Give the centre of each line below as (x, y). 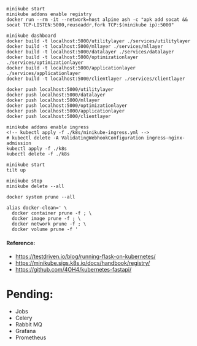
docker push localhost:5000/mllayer (53, 100)
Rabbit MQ (29, 324)
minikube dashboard (31, 36)
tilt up (16, 170)
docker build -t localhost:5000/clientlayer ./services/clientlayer (96, 79)
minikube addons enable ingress (48, 127)
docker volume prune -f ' (45, 229)
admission (19, 143)
